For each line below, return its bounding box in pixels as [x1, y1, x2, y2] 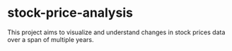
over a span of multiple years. [7, 35, 94, 43]
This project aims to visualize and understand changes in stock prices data [7, 28, 226, 36]
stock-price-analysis [7, 5, 133, 21]
